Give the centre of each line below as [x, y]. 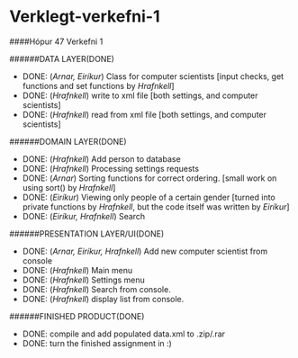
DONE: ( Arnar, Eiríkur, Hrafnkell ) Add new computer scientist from [145, 251]
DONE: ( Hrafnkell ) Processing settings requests [111, 168]
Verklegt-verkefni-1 [85, 17]
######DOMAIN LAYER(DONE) [68, 141]
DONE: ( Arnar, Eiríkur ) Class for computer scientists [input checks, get [153, 76]
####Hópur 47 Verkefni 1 [56, 41]
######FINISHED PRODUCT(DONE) [77, 316]
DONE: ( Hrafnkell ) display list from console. [103, 299]
